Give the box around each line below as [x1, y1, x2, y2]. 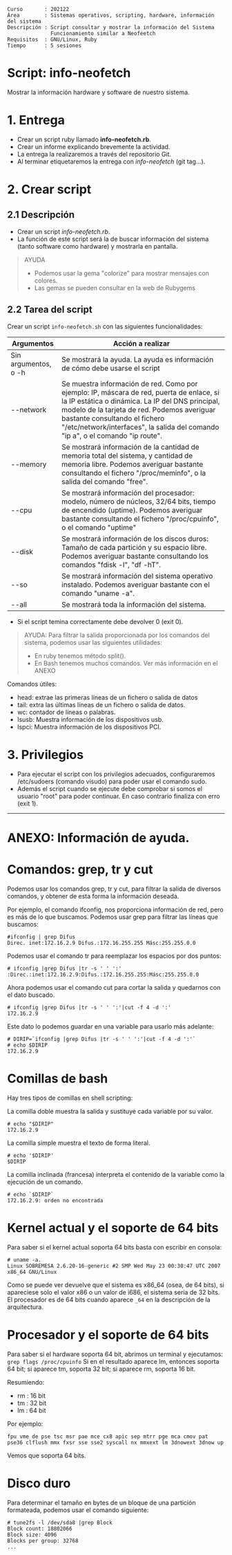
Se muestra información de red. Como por [61, 379, 198, 389]
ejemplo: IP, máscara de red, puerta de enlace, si [61, 387, 220, 397]
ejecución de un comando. [7, 1178, 83, 1186]
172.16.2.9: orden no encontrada [7, 1197, 104, 1204]
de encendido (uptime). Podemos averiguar [61, 505, 203, 515]
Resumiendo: [7, 1378, 45, 1386]
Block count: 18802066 [7, 1525, 72, 1532]
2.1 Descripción [7, 209, 75, 221]
